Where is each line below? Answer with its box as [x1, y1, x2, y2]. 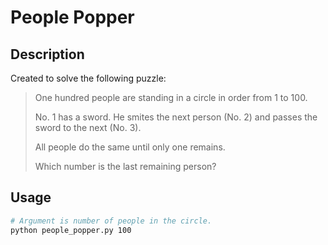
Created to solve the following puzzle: [10, 72, 167, 84]
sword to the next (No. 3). [34, 122, 142, 133]
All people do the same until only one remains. [34, 141, 226, 153]
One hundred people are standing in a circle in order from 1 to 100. [34, 92, 308, 103]
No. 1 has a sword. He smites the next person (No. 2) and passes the [34, 111, 318, 123]
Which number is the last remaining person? [34, 161, 217, 172]
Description [10, 46, 85, 63]
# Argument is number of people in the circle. [10, 216, 213, 226]
